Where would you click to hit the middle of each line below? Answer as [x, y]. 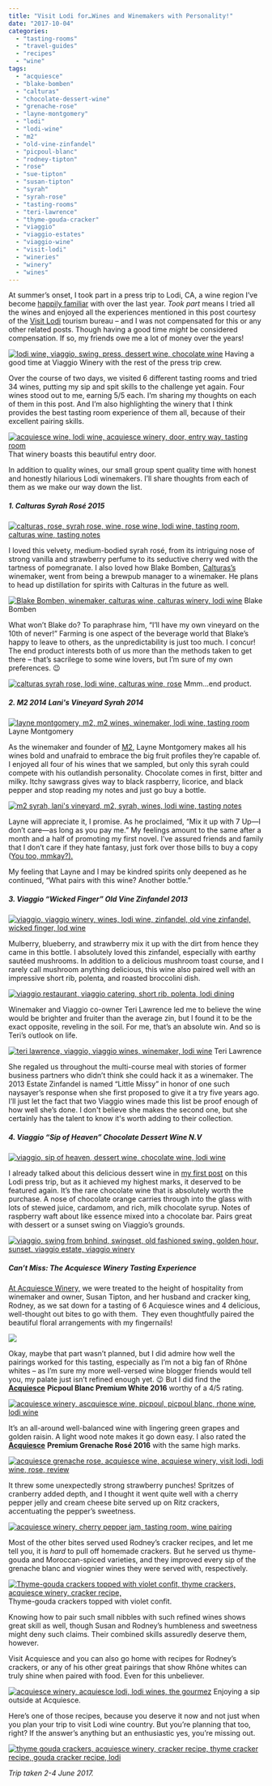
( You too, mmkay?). [41, 856]
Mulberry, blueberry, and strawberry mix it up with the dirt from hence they [134, 944]
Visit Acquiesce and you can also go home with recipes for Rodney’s [123, 1659]
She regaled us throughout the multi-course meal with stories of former [127, 1067]
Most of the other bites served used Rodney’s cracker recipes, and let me [131, 1543]
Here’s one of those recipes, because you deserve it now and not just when [134, 1716]
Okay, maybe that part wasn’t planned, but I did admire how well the [122, 1354]
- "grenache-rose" [47, 106]
